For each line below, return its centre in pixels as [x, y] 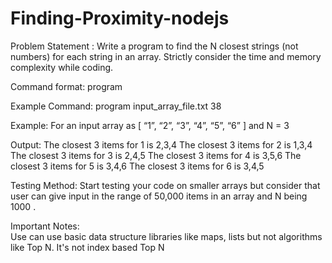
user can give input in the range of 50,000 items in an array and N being [159, 196]
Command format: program [66, 86]
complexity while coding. [62, 67]
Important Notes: [45, 226]
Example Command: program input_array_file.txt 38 [116, 106]
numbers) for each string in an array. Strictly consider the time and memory [166, 56]
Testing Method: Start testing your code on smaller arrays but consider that [165, 185]
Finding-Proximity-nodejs [120, 18]
